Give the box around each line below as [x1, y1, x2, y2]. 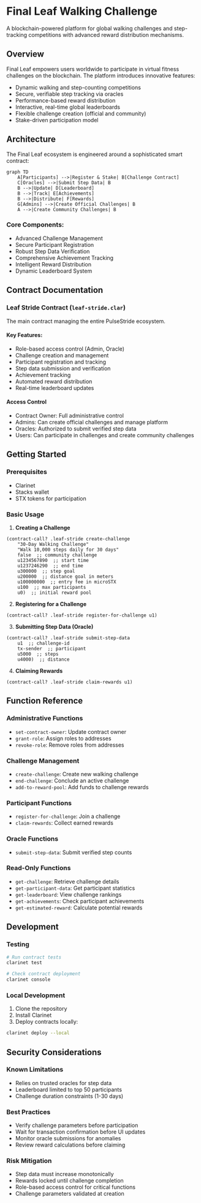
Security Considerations [6, 1047, 102, 1057]
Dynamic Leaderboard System [15, 267, 93, 274]
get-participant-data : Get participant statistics [15, 884, 135, 892]
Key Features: [6, 332, 43, 339]
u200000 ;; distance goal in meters [17, 573, 114, 580]
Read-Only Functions [6, 864, 71, 873]
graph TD [6, 169, 29, 175]
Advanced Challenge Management [15, 235, 103, 242]
